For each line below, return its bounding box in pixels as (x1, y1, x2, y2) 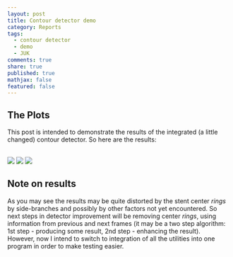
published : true (7, 69, 55, 76)
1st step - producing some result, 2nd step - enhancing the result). (7, 227, 201, 235)
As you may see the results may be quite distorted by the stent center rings (7, 196, 226, 205)
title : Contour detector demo (7, 17, 97, 24)
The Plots (7, 109, 51, 121)
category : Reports (7, 23, 61, 30)
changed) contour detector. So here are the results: (7, 135, 157, 144)
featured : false (7, 83, 55, 90)
